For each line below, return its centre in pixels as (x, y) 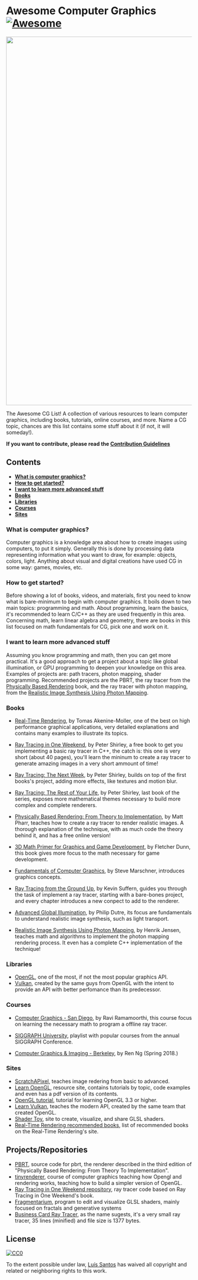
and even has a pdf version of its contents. (67, 1094)
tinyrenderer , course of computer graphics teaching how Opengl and (98, 1176)
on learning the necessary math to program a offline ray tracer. (91, 1024)
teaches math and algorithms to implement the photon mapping (92, 936)
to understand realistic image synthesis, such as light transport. (92, 918)
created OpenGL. (36, 1112)
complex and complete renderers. (56, 805)
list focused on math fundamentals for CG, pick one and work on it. (88, 627)
